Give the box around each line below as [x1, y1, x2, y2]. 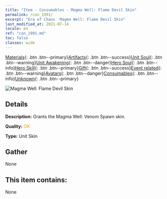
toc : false [5, 36, 28, 41]
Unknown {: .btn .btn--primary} [15, 75, 79, 81]
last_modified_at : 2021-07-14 [5, 21, 69, 27]
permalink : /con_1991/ [5, 12, 53, 17]
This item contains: [5, 175, 67, 184]
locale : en [5, 26, 28, 31]
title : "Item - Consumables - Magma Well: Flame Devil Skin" [5, 7, 137, 13]
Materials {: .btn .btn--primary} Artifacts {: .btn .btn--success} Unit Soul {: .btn [5, 54, 163, 60]
